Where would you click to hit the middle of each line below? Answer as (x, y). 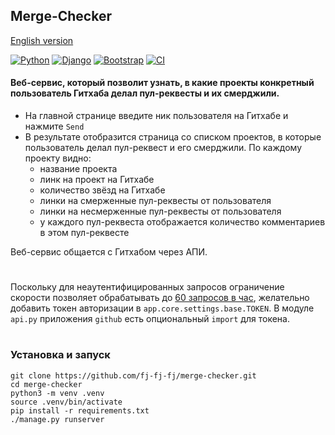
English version (42, 40)
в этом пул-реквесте (84, 233)
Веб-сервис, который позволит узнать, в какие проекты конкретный (162, 83)
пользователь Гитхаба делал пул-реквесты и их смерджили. (145, 93)
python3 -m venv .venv (57, 393)
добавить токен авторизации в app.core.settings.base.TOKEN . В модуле (162, 308)
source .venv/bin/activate (66, 402)
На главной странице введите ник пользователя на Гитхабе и (156, 116)
